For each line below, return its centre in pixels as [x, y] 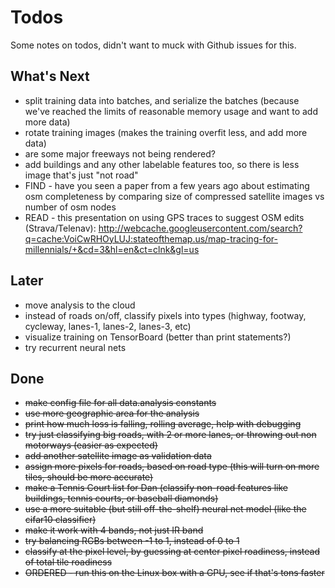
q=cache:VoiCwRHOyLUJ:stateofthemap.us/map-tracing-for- [151, 238]
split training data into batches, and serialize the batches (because [162, 100]
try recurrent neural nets [75, 347]
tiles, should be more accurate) [89, 477]
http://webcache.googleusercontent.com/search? [200, 228]
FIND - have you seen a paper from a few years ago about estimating [167, 185]
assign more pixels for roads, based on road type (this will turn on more [172, 467]
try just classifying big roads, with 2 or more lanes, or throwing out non [170, 435]
